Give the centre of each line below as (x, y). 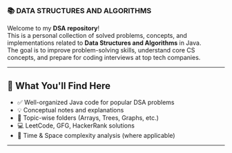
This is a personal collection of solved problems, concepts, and (97, 36)
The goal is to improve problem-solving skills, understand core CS (101, 50)
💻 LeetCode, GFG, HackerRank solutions (76, 125)
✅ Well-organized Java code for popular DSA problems (96, 103)
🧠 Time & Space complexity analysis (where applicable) (96, 136)
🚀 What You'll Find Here (59, 86)
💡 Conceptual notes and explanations (70, 110)
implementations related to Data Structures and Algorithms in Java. (104, 43)
